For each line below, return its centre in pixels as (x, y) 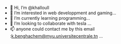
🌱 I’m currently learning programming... (50, 18)
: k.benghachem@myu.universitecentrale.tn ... (56, 36)
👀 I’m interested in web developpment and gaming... (63, 13)
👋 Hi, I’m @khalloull (30, 8)
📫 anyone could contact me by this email (52, 29)
